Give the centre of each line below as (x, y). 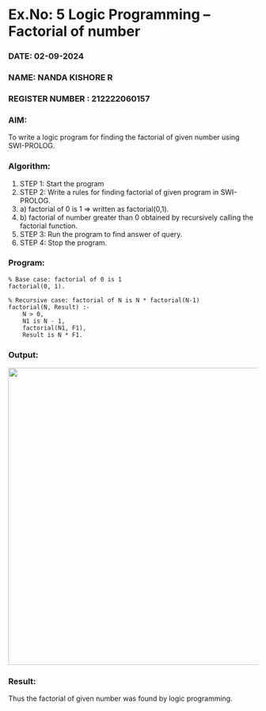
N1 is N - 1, (44, 321)
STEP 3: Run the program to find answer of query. (101, 234)
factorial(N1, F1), (55, 328)
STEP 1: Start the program (62, 183)
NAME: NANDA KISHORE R (61, 78)
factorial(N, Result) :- (49, 307)
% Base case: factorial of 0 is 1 (65, 279)
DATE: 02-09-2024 (46, 56)
